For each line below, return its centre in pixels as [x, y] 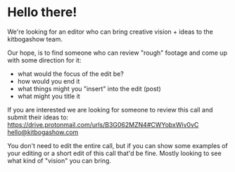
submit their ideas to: [38, 117]
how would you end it [49, 81]
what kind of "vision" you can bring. [59, 160]
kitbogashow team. [35, 39]
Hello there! [42, 12]
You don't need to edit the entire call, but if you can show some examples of [118, 145]
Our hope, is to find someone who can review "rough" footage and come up [117, 53]
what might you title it [49, 96]
